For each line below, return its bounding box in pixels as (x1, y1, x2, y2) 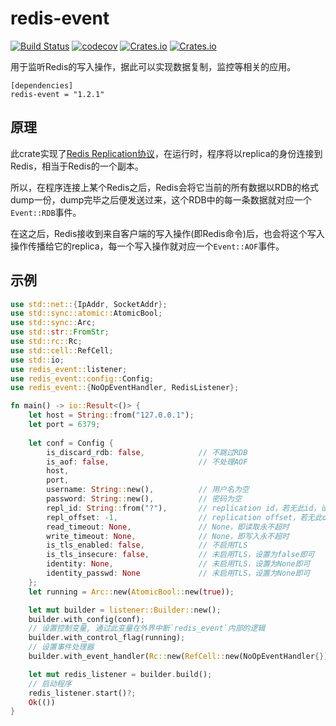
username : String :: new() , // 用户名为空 (46, 485, 250, 495)
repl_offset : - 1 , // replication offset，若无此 (46, 512, 323, 522)
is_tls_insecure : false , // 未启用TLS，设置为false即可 (46, 550, 315, 560)
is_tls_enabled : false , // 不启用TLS (46, 540, 248, 551)
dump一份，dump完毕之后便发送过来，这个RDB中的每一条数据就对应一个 (10, 193, 312, 206)
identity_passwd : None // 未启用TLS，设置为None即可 (46, 568, 311, 579)
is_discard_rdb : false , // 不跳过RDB (46, 447, 248, 457)
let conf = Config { (28, 438, 114, 448)
